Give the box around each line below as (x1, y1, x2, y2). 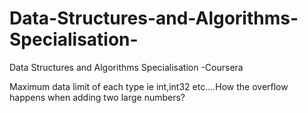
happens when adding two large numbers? (9, 91, 186, 103)
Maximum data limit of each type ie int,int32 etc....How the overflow (9, 80, 289, 92)
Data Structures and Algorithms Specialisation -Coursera (9, 61, 244, 73)
